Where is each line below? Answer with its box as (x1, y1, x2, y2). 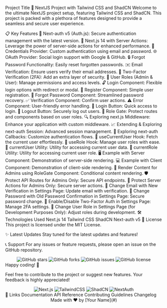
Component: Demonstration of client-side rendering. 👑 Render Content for (5, 165, 158, 170)
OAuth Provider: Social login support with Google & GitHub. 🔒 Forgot (5, 54, 146, 60)
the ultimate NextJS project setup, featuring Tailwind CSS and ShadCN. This (5, 10, 162, 16)
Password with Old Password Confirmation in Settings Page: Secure (5, 193, 145, 199)
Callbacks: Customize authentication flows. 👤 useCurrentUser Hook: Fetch (5, 134, 158, 139)
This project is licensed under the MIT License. (5, 222, 102, 227)
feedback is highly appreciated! (5, 277, 70, 283)
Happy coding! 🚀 (5, 262, 40, 268)
